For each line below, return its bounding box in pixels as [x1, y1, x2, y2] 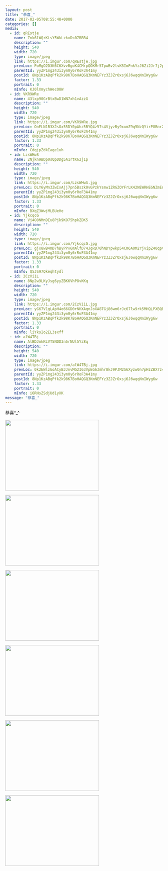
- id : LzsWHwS [9, 152, 39, 157]
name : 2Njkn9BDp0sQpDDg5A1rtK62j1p [14, 157, 88, 162]
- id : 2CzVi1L [9, 273, 39, 279]
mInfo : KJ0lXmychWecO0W [14, 86, 64, 92]
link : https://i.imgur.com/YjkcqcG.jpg [14, 241, 97, 246]
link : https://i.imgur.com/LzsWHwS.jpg [14, 180, 97, 185]
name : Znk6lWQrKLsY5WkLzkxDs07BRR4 [14, 36, 88, 41]
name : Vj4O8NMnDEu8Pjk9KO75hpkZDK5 [14, 218, 88, 223]
